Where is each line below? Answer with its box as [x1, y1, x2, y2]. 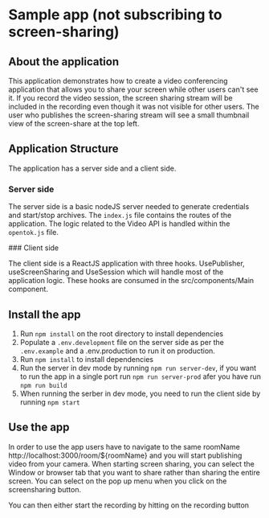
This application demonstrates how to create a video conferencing [8, 76, 228, 85]
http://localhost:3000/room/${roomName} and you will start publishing [8, 450, 243, 460]
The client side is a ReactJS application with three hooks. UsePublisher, [8, 259, 245, 269]
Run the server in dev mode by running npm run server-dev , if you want [19, 363, 257, 372]
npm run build [19, 381, 67, 389]
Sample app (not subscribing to [8, 6, 222, 24]
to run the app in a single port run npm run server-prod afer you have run [19, 372, 262, 381]
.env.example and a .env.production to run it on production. [19, 346, 215, 356]
